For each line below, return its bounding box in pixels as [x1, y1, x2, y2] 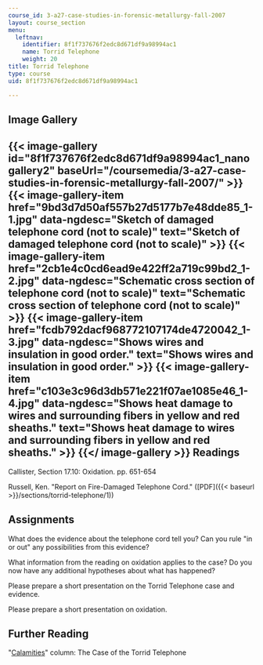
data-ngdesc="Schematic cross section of [41, 274, 255, 288]
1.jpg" [8, 213, 38, 227]
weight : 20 [22, 56, 58, 64]
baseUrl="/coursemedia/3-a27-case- [57, 164, 247, 177]
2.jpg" [8, 274, 41, 288]
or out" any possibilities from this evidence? [8, 542, 150, 551]
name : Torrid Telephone [22, 48, 100, 56]
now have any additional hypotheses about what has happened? [8, 565, 216, 575]
